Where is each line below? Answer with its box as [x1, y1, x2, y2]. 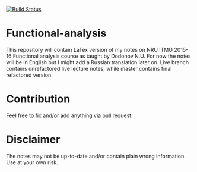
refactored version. [6, 71, 53, 79]
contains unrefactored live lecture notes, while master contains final [6, 65, 172, 72]
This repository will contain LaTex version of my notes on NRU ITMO [6, 46, 173, 53]
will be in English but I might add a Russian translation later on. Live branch [6, 58, 189, 65]
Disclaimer [6, 133, 61, 146]
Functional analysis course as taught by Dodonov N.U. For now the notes [12, 52, 191, 60]
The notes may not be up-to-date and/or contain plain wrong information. [6, 152, 186, 160]
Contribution [6, 92, 71, 106]
